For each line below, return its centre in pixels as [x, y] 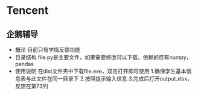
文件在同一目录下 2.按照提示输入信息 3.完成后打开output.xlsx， [114, 78]
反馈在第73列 [31, 86]
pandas [24, 64]
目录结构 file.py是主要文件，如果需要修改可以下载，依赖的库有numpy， [103, 57]
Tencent [27, 11]
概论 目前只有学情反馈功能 [47, 50]
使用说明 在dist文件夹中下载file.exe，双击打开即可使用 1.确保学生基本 [101, 71]
